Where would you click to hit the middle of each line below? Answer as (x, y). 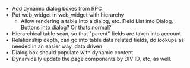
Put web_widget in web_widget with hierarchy (68, 15)
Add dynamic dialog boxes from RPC (57, 9)
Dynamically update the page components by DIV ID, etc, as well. (92, 59)
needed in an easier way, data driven (57, 46)
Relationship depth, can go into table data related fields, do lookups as (98, 40)
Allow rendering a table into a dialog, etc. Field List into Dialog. (97, 21)
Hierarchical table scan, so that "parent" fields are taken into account (96, 34)
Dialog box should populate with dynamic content (72, 52)
